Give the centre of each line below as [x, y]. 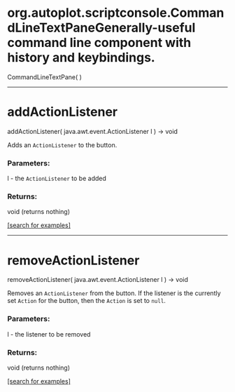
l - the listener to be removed [49, 334]
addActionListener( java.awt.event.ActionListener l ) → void [93, 131]
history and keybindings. [81, 58]
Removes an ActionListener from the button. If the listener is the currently [114, 293]
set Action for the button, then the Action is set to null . [87, 301]
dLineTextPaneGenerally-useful [101, 28]
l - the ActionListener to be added [57, 178]
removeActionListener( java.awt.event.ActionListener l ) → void [98, 280]
